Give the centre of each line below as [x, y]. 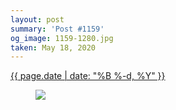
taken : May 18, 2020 [53, 47]
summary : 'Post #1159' [57, 29]
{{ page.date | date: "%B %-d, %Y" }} [88, 76]
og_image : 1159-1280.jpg [62, 38]
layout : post [37, 19]
